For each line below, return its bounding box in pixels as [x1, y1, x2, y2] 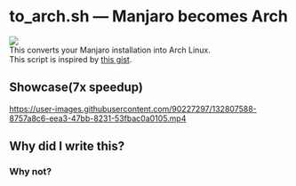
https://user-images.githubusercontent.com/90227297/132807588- [9, 103, 257, 114]
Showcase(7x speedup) [9, 80, 144, 95]
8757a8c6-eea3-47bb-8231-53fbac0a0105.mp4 [9, 113, 187, 124]
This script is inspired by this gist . [9, 53, 132, 64]
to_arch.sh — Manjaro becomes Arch [9, 6, 289, 27]
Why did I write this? [9, 139, 125, 154]
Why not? [9, 166, 52, 178]
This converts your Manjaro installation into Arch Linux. [9, 44, 212, 55]
